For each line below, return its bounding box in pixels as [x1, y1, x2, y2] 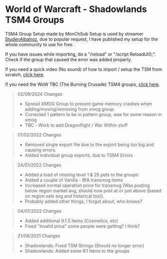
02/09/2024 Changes [17, 91, 62, 97]
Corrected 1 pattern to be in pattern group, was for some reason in [24, 111, 162, 117]
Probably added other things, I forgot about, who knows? [24, 198, 142, 204]
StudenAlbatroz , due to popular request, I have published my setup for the [5, 36, 158, 42]
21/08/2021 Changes [17, 232, 60, 239]
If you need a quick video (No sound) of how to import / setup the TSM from [5, 66, 162, 72]
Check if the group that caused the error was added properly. [5, 56, 132, 62]
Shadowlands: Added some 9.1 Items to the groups [24, 247, 129, 254]
